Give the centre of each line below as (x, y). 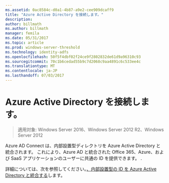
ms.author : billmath (27, 29)
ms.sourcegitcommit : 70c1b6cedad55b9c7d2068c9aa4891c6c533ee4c (73, 62)
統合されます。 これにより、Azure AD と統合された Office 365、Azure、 (80, 152)
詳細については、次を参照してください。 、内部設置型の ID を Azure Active (81, 169)
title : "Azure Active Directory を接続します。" (54, 15)
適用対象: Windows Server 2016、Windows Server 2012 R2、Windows (91, 130)
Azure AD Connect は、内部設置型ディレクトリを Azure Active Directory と (83, 145)
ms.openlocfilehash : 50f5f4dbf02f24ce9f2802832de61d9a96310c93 (73, 57)
